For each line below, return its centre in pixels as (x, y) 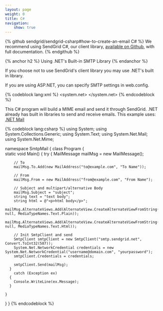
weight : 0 (15, 14)
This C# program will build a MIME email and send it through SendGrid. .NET (81, 109)
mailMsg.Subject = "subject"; (44, 192)
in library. (14, 76)
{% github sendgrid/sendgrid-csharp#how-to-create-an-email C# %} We (78, 41)
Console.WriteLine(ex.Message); (46, 282)
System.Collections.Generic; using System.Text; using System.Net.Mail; (76, 134)
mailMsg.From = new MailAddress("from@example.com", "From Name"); (83, 180)
